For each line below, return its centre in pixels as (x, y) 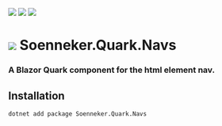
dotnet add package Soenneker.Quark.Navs (78, 114)
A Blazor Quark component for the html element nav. (112, 70)
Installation (36, 95)
